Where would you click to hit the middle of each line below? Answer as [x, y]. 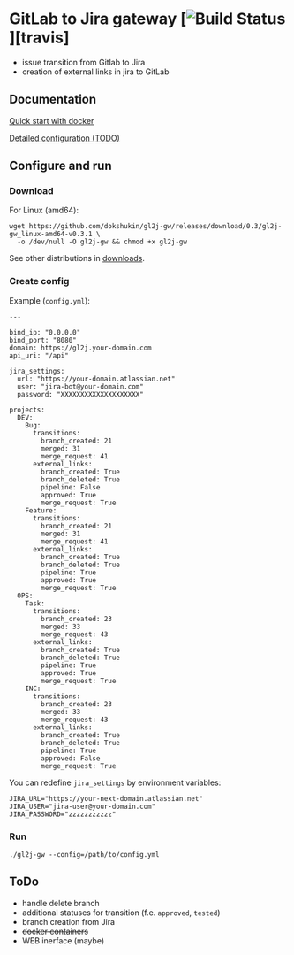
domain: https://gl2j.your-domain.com [80, 348]
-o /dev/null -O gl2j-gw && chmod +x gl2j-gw [102, 242]
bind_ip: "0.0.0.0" [45, 332]
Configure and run [60, 166]
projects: [27, 410]
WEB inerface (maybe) [63, 940]
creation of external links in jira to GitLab [95, 72]
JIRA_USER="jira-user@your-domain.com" [83, 806]
